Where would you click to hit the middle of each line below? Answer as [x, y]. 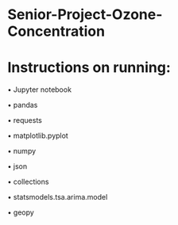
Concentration [56, 31]
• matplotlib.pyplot [38, 135]
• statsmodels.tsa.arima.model [58, 197]
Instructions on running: [89, 68]
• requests [25, 120]
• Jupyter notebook [40, 90]
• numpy [22, 151]
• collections [28, 182]
